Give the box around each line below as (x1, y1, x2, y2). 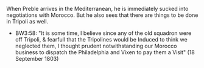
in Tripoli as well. (6, 18, 49, 25)
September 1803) (15, 55, 59, 62)
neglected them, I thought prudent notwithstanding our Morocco (15, 42, 177, 49)
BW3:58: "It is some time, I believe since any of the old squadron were (15, 29, 192, 37)
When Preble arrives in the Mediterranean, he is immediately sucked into (6, 5, 189, 12)
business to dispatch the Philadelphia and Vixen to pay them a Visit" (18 (15, 49, 195, 56)
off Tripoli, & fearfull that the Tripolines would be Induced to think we (15, 36, 188, 43)
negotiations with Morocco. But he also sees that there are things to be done (6, 11, 199, 19)
